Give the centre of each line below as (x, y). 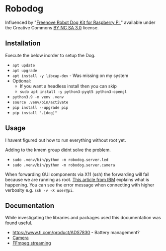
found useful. (19, 223)
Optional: (22, 81)
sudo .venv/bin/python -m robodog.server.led (60, 160)
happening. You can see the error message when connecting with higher (80, 185)
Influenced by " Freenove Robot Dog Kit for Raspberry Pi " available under (80, 22)
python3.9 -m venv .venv (38, 97)
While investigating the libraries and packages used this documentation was (83, 218)
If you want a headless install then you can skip (68, 86)
